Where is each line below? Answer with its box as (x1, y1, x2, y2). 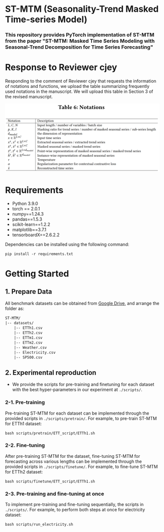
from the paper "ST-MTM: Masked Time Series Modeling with (5, 38, 155, 45)
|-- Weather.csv (14, 345, 47, 350)
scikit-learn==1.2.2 (12, 222, 50, 227)
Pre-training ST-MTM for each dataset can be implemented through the (5, 410, 149, 416)
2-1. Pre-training (5, 399, 45, 406)
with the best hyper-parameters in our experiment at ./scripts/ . (12, 387, 142, 392)
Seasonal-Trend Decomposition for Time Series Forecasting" (5, 44, 153, 51)
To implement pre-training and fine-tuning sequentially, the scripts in (5, 502, 144, 507)
